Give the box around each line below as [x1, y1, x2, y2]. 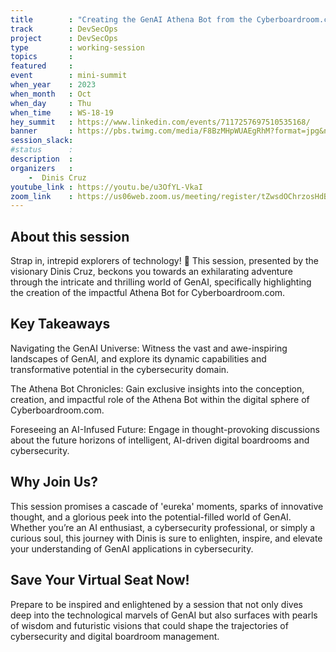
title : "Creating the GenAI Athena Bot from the [10, 14, 253, 25]
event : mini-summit [10, 71, 128, 81]
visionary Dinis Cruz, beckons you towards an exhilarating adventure [10, 266, 293, 278]
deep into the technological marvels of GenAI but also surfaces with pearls [10, 609, 318, 621]
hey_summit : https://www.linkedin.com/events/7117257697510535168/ [10, 117, 311, 127]
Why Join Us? [10, 474, 98, 491]
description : [10, 154, 74, 164]
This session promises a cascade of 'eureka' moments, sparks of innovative [10, 500, 324, 512]
